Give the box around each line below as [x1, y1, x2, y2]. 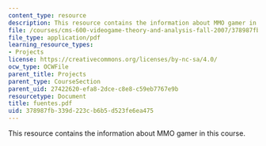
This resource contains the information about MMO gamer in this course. [8, 129, 245, 138]
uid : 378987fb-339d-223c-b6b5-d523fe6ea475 [8, 107, 154, 115]
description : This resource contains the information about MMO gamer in [8, 19, 257, 27]
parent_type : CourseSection [8, 77, 101, 85]
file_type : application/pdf [8, 33, 101, 42]
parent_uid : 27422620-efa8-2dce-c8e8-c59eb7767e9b [8, 84, 179, 93]
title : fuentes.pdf [8, 99, 73, 107]
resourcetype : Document [8, 92, 87, 100]
